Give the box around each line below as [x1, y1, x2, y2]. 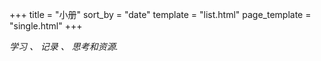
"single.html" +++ [9, 20, 83, 32]
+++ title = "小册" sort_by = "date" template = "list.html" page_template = [9, 9, 312, 20]
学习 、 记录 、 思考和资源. [9, 41, 119, 52]
